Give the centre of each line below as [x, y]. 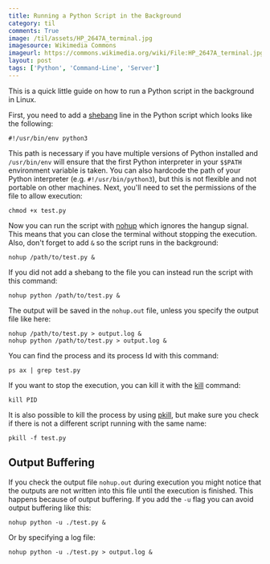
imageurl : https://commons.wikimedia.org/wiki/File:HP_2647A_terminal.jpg [136, 53]
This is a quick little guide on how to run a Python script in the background [131, 91]
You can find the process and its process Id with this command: [114, 355]
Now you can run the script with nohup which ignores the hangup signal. [129, 225]
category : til [32, 23]
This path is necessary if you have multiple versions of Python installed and [133, 153]
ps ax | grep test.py [45, 370]
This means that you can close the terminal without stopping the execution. [133, 234]
